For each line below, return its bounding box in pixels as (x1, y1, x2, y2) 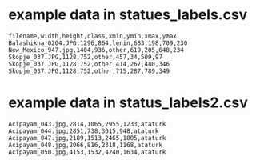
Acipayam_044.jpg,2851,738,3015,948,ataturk (8, 126, 159, 135)
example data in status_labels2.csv (8, 94, 248, 112)
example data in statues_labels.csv (8, 6, 248, 24)
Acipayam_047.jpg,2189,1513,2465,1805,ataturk (8, 134, 166, 142)
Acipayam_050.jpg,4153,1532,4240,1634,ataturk (8, 148, 166, 156)
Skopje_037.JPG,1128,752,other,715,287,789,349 (8, 66, 170, 75)
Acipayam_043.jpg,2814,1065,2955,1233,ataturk (8, 120, 166, 128)
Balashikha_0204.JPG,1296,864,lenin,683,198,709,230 (8, 38, 188, 47)
